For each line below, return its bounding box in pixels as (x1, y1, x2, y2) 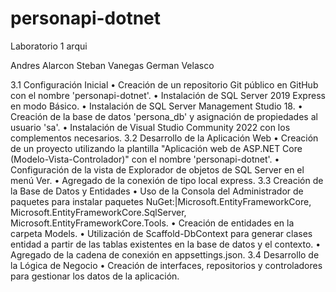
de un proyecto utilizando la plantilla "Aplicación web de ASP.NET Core (10, 142, 303, 154)
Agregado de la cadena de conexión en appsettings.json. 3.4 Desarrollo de (10, 248, 320, 261)
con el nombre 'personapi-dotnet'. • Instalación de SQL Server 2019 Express (10, 89, 326, 101)
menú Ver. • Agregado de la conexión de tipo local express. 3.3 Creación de (10, 174, 324, 186)
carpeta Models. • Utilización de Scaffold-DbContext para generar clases (10, 227, 313, 239)
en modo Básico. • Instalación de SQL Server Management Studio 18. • (10, 100, 303, 112)
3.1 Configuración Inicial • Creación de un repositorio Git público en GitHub (10, 78, 319, 91)
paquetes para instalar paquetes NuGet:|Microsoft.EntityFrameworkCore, (10, 195, 312, 207)
